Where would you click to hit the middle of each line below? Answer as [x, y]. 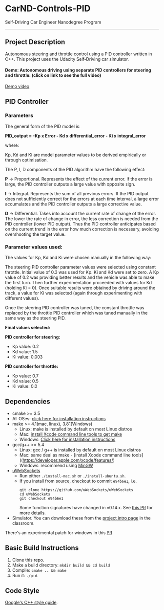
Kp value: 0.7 [25, 376]
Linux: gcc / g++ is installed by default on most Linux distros [80, 450]
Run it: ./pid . [25, 575]
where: [12, 145]
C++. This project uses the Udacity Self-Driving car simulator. [67, 59]
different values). [22, 298]
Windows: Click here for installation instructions [67, 439]
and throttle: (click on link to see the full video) [53, 75]
